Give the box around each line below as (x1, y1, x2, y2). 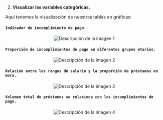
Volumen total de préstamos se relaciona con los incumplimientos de (5, 94, 154, 99)
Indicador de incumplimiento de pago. (5, 25, 86, 30)
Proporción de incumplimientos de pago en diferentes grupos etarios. (5, 47, 156, 52)
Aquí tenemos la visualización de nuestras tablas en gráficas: (5, 14, 132, 19)
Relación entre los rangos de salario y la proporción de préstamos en (5, 68, 158, 73)
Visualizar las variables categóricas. (12, 4, 90, 10)
